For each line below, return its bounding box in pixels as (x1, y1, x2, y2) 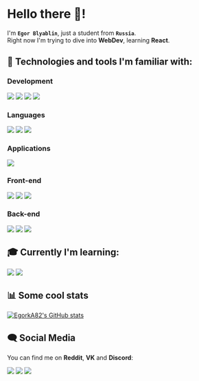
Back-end (7, 209, 40, 219)
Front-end (7, 176, 42, 186)
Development (7, 77, 54, 86)
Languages (7, 110, 46, 119)
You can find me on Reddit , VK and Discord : (7, 354, 134, 362)
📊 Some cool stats (7, 290, 89, 302)
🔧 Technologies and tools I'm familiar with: (7, 56, 193, 68)
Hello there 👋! (7, 6, 86, 22)
